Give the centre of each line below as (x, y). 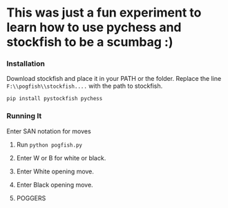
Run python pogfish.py (49, 144)
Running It (24, 116)
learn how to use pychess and (94, 27)
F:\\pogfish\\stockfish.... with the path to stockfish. (85, 86)
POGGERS (31, 198)
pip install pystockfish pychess (55, 99)
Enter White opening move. (55, 171)
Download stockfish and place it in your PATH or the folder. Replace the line (114, 79)
